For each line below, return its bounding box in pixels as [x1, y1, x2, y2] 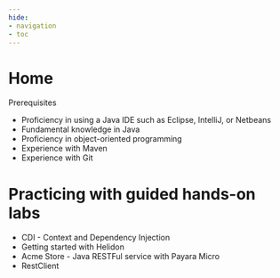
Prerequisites [8, 97, 57, 108]
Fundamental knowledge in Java [20, 124, 140, 135]
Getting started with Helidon [20, 241, 125, 252]
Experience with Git [20, 152, 93, 163]
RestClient [20, 260, 60, 272]
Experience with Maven [20, 143, 108, 154]
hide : [8, 12, 28, 22]
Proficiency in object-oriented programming [20, 134, 183, 144]
